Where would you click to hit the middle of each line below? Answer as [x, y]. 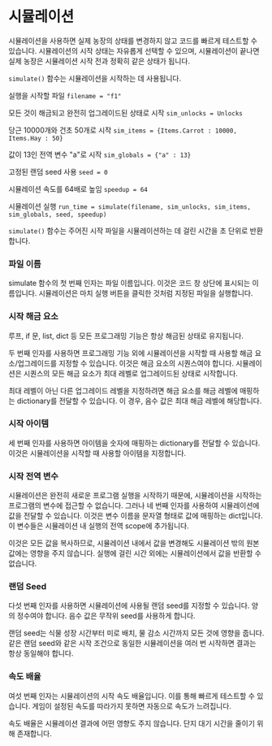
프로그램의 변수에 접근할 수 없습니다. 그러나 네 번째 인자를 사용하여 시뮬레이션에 [134, 505]
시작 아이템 [29, 423]
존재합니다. [35, 733]
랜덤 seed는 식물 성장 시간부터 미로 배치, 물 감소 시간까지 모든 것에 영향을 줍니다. [136, 633]
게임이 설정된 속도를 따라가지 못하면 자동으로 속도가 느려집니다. [132, 706]
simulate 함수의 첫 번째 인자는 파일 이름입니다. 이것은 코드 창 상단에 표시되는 [130, 283]
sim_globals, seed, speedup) [58, 215]
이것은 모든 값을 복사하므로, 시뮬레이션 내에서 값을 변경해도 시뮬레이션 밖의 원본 [134, 543]
